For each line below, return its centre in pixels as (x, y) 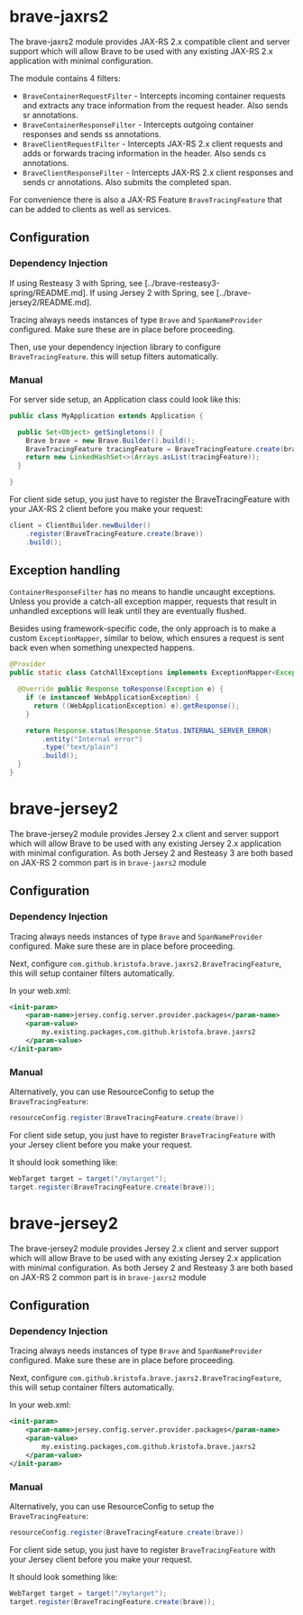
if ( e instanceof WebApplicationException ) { (113, 698)
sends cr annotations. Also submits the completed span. (127, 181)
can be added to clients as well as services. (90, 209)
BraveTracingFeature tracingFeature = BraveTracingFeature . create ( (155, 449)
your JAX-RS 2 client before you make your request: (106, 509)
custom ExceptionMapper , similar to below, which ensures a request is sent (147, 638)
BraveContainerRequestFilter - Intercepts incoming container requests (154, 96)
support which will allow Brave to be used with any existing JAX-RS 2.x (141, 51)
